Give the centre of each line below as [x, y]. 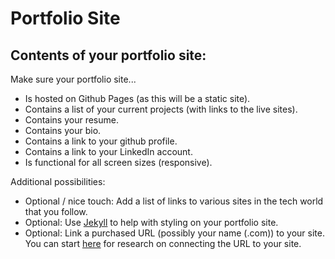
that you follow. [56, 211]
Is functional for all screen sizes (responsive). [118, 162]
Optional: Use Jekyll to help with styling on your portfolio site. [151, 222]
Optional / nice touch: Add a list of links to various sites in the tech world [174, 201]
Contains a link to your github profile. [101, 141]
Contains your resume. [71, 120]
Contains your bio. [63, 130]
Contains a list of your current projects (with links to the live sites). [161, 109]
